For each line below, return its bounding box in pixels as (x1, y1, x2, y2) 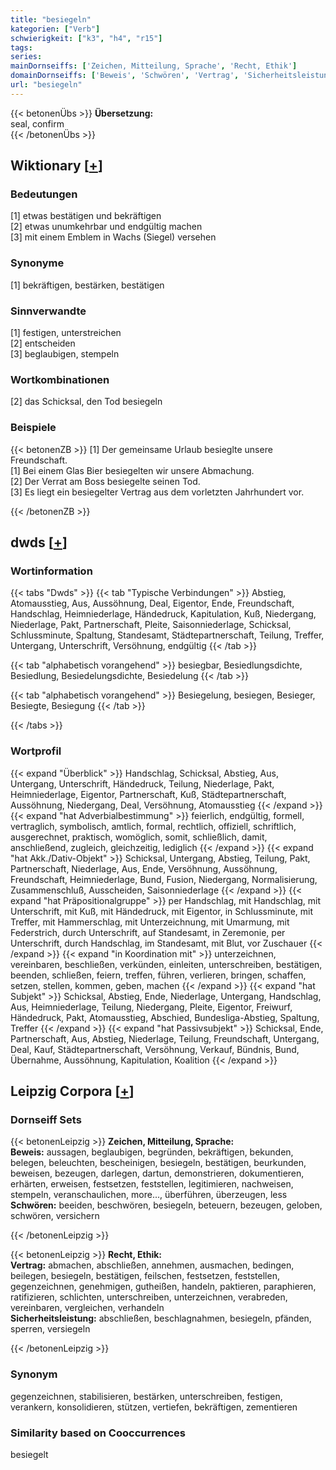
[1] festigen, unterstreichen (10, 327, 122, 339)
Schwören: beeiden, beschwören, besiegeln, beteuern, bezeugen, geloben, (10, 1199, 323, 1211)
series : (10, 52, 43, 62)
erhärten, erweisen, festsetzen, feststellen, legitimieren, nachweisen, (10, 1178, 294, 1190)
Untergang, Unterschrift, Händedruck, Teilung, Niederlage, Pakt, (10, 777, 275, 790)
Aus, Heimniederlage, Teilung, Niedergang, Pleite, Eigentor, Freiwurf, (10, 1001, 293, 1013)
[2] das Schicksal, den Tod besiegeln (10, 396, 163, 408)
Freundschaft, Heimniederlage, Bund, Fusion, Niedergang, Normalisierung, (10, 873, 318, 885)
